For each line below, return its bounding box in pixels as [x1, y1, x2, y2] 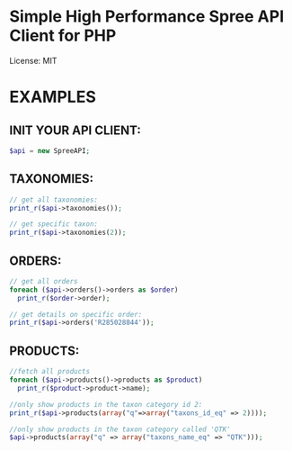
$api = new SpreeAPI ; [9, 146, 91, 155]
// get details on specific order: [9, 310, 143, 319]
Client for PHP [9, 25, 117, 46]
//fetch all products [9, 367, 91, 376]
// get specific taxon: [9, 220, 99, 229]
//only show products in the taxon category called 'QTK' [9, 425, 231, 434]
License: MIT [9, 55, 58, 66]
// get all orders [9, 276, 78, 285]
